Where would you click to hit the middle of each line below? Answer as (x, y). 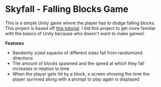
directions (23, 58)
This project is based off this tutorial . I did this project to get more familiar (80, 28)
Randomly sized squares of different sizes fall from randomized (78, 53)
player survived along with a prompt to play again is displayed (76, 79)
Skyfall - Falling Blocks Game (67, 9)
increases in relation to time (41, 69)
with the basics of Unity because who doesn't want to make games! (75, 33)
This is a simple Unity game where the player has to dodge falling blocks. (80, 23)
